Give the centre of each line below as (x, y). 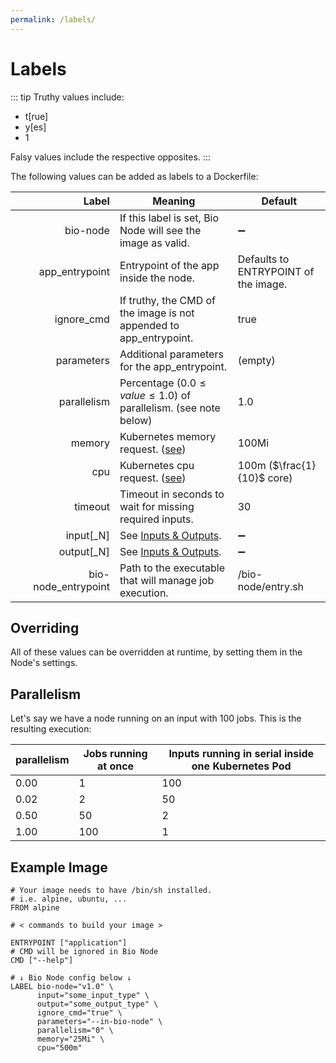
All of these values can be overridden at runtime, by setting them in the (156, 652)
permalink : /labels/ (53, 19)
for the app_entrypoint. (173, 366)
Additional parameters (171, 354)
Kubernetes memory (168, 436)
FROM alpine (35, 908)
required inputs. (156, 519)
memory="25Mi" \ (70, 1039)
